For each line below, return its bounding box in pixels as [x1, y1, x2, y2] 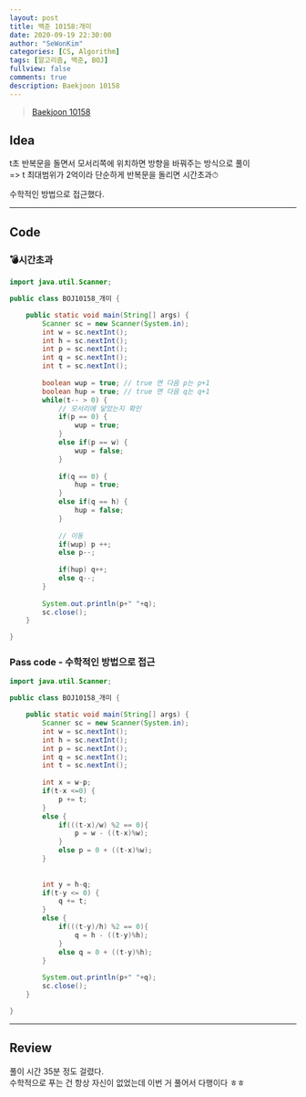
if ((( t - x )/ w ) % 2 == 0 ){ [57, 820, 148, 830]
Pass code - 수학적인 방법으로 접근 [9, 656, 156, 669]
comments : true [9, 73, 67, 82]
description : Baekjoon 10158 [9, 81, 120, 90]
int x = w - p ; [42, 778, 92, 788]
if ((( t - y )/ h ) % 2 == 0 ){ [57, 923, 148, 932]
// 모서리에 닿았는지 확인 [57, 403, 142, 413]
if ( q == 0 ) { [57, 472, 107, 481]
